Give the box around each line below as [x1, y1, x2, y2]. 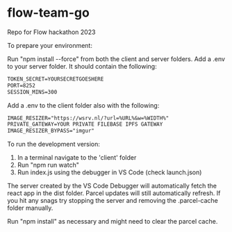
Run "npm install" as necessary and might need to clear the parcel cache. [7, 217, 218, 226]
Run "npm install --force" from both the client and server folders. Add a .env [7, 54, 226, 63]
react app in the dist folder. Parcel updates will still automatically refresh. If [7, 189, 221, 197]
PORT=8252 [7, 82, 36, 89]
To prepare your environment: [7, 41, 92, 49]
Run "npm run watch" [17, 161, 80, 169]
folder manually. [7, 204, 53, 213]
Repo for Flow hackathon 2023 [7, 28, 96, 36]
